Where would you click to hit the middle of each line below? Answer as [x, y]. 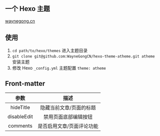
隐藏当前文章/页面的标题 [68, 108]
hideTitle [20, 108]
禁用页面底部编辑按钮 [68, 117]
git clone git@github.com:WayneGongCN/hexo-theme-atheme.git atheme [83, 56]
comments [20, 126]
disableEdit [20, 117]
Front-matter [25, 84]
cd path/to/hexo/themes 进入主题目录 [50, 50]
